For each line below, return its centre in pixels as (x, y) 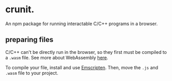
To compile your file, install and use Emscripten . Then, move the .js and (82, 67)
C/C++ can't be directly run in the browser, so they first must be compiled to (86, 52)
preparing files (30, 40)
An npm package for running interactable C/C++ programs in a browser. (82, 24)
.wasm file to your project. (32, 73)
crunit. (20, 9)
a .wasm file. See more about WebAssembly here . (57, 57)
